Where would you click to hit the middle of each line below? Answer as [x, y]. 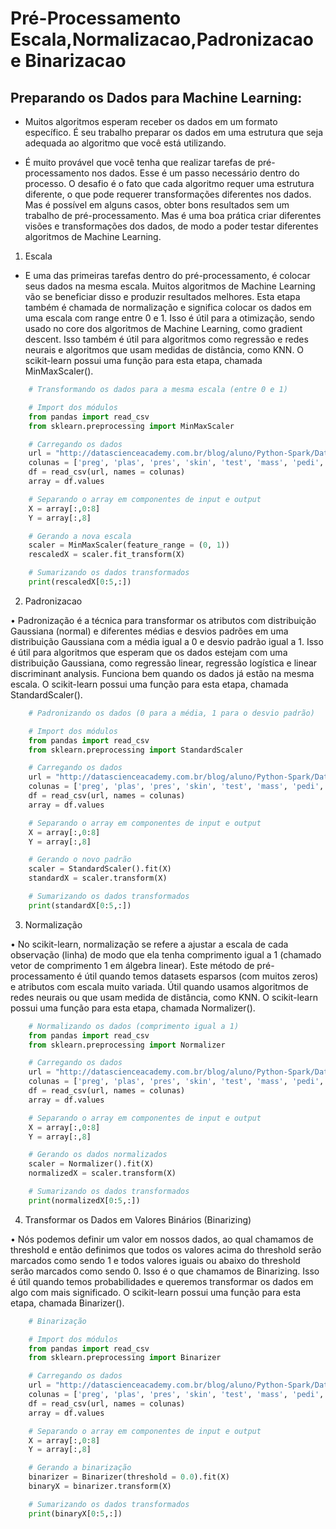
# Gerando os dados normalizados [98, 1155]
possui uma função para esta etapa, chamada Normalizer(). [133, 1008]
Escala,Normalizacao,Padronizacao [162, 39]
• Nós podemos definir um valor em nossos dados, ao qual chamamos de [162, 1239]
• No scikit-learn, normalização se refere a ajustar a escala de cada [149, 944]
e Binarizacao [68, 61]
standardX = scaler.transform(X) [98, 878]
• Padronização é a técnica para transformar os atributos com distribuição [163, 620]
